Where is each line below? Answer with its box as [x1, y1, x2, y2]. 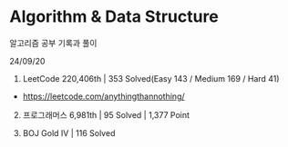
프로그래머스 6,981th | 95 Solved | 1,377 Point [22, 109, 190, 120]
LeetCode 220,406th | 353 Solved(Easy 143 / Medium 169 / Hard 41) [22, 73, 280, 83]
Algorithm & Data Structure [9, 6, 219, 27]
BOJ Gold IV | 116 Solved [22, 127, 116, 138]
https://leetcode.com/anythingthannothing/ [22, 91, 185, 102]
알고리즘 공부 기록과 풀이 [9, 37, 98, 48]
